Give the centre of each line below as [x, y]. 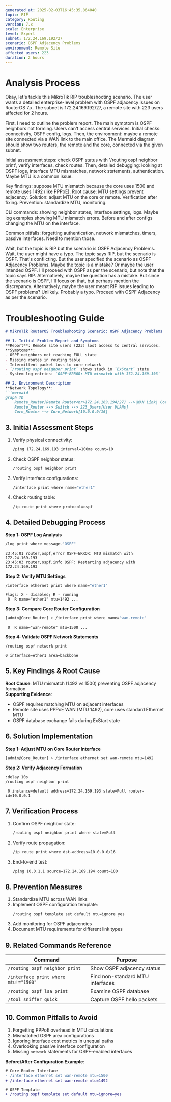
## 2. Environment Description [38, 384]
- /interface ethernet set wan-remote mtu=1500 [57, 1075]
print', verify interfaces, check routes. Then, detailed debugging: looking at [84, 165]
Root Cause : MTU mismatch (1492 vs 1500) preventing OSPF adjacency [81, 683]
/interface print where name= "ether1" [54, 487]
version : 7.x [19, 24]
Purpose [127, 960]
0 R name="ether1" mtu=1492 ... [43, 600]
